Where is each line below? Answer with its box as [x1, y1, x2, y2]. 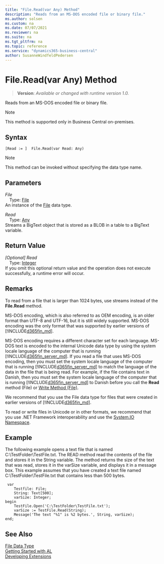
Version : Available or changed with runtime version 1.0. [17, 90, 129, 96]
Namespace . [5, 419, 31, 425]
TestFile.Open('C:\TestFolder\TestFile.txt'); [14, 504, 111, 509]
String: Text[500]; [14, 491, 54, 496]
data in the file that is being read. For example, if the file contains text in [5, 369, 150, 375]
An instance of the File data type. [5, 202, 72, 208]
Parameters [5, 178, 42, 187]
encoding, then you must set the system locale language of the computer [5, 358, 153, 364]
